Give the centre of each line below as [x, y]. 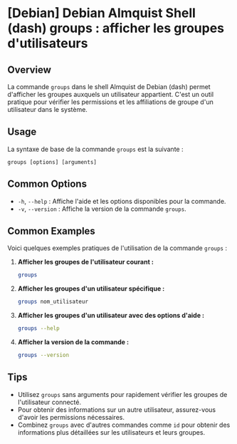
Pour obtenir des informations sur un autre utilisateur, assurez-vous [116, 409]
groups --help [38, 329]
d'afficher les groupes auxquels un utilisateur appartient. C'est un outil [111, 94]
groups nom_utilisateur [53, 302]
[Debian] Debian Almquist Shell [101, 13]
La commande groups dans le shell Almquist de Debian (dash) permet [109, 87]
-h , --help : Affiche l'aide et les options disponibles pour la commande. [122, 201]
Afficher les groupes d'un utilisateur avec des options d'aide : [111, 316]
